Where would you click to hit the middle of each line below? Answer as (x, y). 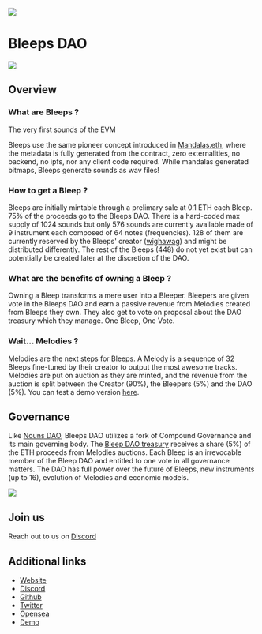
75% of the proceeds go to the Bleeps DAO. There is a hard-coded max (124, 216)
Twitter (31, 605)
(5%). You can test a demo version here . (74, 392)
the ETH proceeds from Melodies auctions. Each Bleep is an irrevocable (125, 452)
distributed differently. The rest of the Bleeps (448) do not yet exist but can (130, 249)
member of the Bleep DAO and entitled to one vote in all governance (119, 461)
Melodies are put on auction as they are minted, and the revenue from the (128, 375)
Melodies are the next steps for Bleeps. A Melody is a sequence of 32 (122, 358)
